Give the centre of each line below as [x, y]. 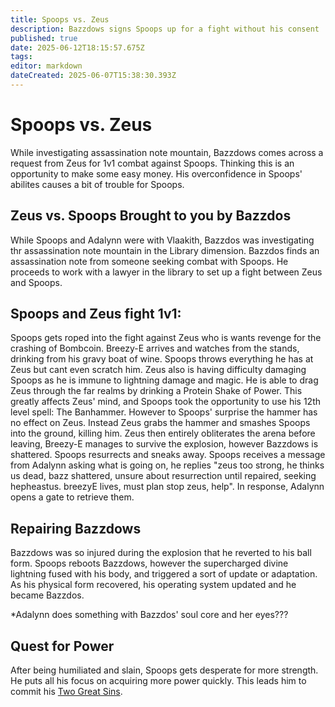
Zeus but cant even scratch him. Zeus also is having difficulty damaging [158, 370]
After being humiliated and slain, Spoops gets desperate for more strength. [164, 670]
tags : [21, 57]
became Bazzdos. [47, 595]
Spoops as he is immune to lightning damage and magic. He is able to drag [164, 380]
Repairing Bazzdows [76, 528]
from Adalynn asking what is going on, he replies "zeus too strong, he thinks [167, 465]
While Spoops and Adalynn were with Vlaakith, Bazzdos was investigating [162, 240]
